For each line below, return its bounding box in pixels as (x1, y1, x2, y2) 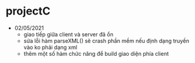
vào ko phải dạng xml (23, 44, 77, 51)
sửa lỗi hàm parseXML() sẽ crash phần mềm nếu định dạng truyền (23, 37, 190, 44)
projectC (5, 4, 51, 18)
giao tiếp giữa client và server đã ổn (23, 30, 114, 38)
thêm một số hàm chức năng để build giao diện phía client (23, 50, 169, 57)
